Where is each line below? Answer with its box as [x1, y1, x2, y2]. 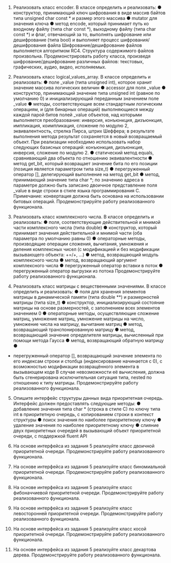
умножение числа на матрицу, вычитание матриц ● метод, [13, 321, 144, 327]
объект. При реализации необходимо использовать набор [13, 139, 141, 145]
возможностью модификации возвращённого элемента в [13, 364, 139, 369]
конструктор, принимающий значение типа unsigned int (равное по [13, 90, 160, 96]
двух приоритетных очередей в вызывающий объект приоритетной [13, 428, 161, 433]
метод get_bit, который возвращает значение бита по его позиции [13, 161, 158, 166]
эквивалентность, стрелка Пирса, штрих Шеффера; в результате [13, 128, 155, 134]
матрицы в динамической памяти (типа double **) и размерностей [13, 294, 159, 300]
